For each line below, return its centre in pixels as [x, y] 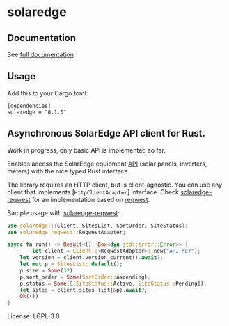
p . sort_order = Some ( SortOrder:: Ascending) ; [85, 277]
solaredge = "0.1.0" [37, 112]
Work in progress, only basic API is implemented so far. [86, 150]
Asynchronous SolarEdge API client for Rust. [106, 133]
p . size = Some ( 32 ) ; [48, 270]
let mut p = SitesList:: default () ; [71, 264]
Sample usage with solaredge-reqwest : [64, 212]
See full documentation [41, 54]
